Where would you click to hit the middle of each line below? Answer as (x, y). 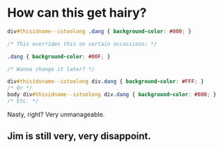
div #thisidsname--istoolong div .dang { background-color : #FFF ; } (106, 81)
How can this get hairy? (77, 13)
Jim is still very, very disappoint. (79, 136)
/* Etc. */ (23, 101)
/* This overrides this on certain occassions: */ (82, 44)
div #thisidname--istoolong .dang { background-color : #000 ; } (99, 31)
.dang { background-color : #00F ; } (59, 56)
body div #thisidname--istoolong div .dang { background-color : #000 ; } (112, 95)
